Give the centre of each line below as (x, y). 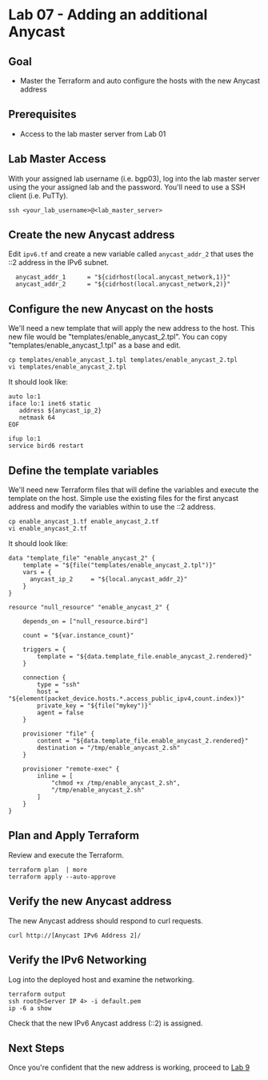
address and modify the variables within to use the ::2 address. (112, 507)
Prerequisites (42, 114)
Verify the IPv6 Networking (78, 960)
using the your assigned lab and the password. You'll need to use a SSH (127, 187)
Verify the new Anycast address (90, 901)
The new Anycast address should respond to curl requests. (106, 920)
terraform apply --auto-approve (62, 877)
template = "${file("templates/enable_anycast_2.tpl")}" (120, 565)
